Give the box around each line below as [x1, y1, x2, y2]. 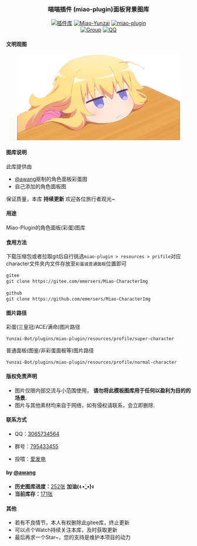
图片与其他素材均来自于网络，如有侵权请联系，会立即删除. [14, 401, 155, 408]
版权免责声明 [6, 372, 37, 379]
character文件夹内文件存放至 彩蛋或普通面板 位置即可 [6, 260, 127, 267]
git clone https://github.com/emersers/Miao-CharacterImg [6, 296, 151, 302]
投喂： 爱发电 [14, 455, 46, 462]
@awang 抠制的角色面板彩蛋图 [14, 175, 88, 182]
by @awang [6, 469, 36, 476]
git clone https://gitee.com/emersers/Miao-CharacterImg [6, 278, 148, 285]
